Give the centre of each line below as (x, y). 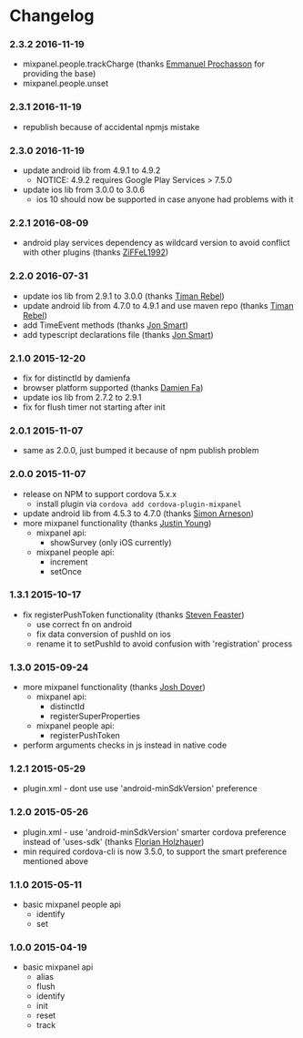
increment (69, 562)
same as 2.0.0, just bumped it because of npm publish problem (141, 451)
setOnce (66, 571)
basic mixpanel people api (71, 905)
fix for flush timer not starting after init (94, 407)
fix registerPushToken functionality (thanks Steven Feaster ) (133, 615)
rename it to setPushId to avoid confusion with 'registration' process (164, 644)
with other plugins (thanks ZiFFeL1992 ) (96, 252)
